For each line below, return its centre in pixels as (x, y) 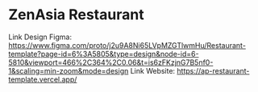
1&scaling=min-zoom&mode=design (69, 70)
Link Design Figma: (40, 37)
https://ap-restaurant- (213, 70)
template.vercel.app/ (43, 79)
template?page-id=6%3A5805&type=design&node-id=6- (104, 54)
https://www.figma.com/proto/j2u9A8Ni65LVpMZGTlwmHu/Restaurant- (127, 45)
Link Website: (153, 70)
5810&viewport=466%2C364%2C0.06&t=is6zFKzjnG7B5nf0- (111, 62)
